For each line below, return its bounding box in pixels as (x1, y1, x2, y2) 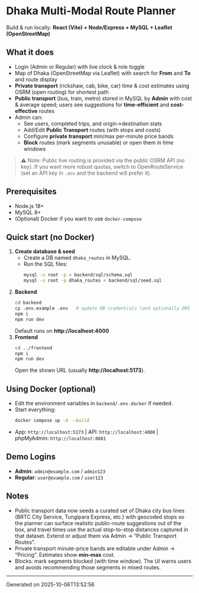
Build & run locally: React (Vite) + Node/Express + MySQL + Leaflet (6, 24, 173, 31)
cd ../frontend (14, 345, 53, 351)
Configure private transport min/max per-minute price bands (23, 133, 174, 140)
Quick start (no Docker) (6, 232, 95, 242)
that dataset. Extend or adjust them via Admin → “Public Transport (14, 532, 176, 539)
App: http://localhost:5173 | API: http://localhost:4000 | (14, 428, 159, 435)
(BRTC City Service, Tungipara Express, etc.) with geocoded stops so (14, 513, 185, 521)
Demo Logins (6, 452, 56, 462)
